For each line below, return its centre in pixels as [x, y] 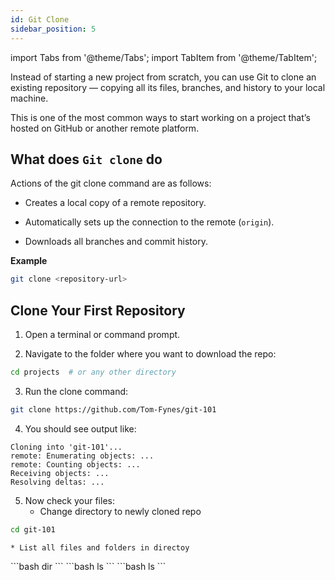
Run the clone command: [76, 391]
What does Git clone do [86, 159]
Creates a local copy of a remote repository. [115, 203]
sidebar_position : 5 [53, 29]
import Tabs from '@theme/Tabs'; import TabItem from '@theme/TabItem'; [164, 57]
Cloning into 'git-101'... [66, 447]
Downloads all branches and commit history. [116, 242]
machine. [29, 98]
